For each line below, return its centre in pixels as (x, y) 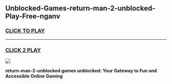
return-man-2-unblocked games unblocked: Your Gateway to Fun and (81, 70)
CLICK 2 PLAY (23, 50)
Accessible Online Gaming (34, 76)
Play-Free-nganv (33, 17)
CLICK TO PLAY (25, 31)
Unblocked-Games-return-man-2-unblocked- (80, 8)
